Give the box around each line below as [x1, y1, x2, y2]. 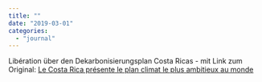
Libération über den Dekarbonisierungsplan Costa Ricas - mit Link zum [8, 56, 243, 66]
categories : [8, 27, 48, 35]
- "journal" [15, 34, 56, 43]
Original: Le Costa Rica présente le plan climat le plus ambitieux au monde [8, 65, 254, 75]
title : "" [8, 11, 42, 20]
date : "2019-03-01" [8, 19, 74, 27]
